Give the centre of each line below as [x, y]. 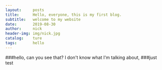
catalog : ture [24, 39]
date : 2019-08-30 [31, 24]
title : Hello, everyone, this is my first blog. [64, 15]
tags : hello [25, 43]
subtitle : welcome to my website [43, 19]
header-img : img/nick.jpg [33, 33]
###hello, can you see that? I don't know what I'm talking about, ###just [81, 57]
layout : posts [25, 10]
